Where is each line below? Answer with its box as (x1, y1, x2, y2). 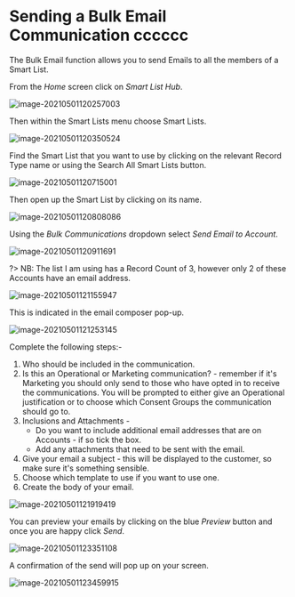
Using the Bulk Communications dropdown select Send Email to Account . (9, 229, 278, 239)
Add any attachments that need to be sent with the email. (35, 443, 245, 455)
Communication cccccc (9, 25, 189, 45)
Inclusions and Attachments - (21, 415, 131, 426)
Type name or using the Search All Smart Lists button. (9, 159, 207, 170)
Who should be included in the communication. (21, 359, 195, 369)
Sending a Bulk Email (9, 6, 167, 27)
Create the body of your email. (21, 481, 135, 492)
